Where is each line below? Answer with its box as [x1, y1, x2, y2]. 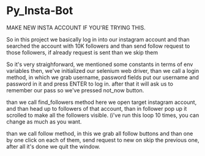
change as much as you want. [6, 117, 82, 125]
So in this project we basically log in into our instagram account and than [6, 35, 190, 43]
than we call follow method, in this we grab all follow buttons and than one [6, 130, 193, 137]
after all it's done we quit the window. [6, 143, 101, 150]
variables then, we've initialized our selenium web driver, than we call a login [6, 67, 199, 74]
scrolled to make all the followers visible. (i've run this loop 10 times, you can [6, 111, 199, 119]
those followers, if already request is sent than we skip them [6, 48, 158, 56]
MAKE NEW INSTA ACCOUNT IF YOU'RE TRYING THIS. [6, 24, 146, 31]
